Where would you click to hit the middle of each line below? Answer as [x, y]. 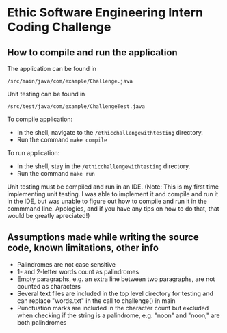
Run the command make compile [62, 139]
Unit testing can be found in [46, 94]
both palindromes [42, 322]
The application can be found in [52, 69]
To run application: [34, 153]
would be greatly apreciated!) [49, 216]
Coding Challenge [59, 27]
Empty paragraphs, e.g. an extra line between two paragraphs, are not [116, 279]
